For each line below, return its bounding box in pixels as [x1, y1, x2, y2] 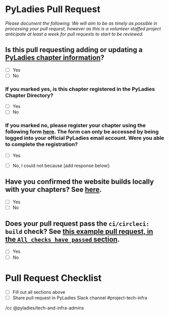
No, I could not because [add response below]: [12, 163, 110, 169]
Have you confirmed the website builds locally [5, 178, 154, 186]
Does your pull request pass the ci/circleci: [5, 220, 150, 228]
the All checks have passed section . [5, 235, 120, 244]
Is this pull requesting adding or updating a [5, 45, 143, 54]
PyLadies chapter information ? [5, 54, 104, 62]
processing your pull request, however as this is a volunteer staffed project [5, 25, 161, 31]
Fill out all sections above [12, 289, 66, 295]
